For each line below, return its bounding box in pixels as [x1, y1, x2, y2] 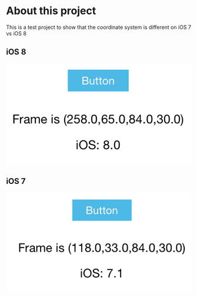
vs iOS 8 [6, 29, 26, 37]
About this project [6, 4, 96, 18]
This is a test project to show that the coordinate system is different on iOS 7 [6, 24, 192, 31]
